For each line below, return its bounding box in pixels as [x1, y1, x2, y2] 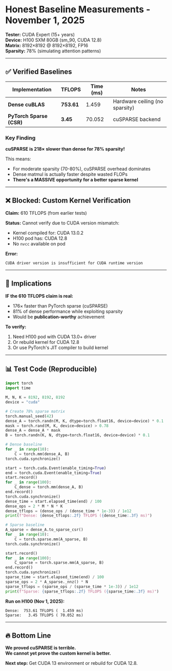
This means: [5, 156, 32, 162]
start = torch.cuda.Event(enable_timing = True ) [5, 465, 106, 471]
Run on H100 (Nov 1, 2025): [5, 598, 65, 604]
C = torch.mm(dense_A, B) [14, 451, 70, 457]
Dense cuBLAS [8, 101, 45, 108]
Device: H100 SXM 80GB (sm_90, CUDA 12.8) [5, 37, 102, 43]
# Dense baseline [5, 442, 42, 447]
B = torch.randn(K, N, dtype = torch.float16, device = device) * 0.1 [5, 433, 150, 438]
